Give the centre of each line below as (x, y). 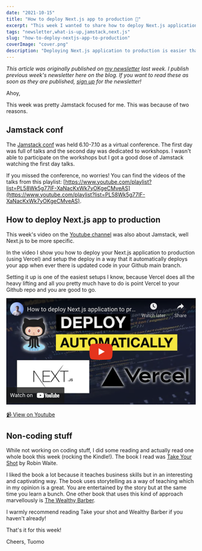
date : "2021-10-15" (31, 13)
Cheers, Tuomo (25, 541)
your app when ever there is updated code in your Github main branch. (94, 265)
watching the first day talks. (41, 164)
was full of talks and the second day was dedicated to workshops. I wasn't (99, 151)
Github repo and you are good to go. (51, 289)
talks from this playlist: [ (36, 182)
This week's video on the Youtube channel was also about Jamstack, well (97, 234)
